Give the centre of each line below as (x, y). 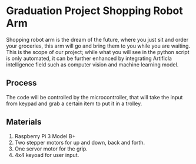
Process (21, 83)
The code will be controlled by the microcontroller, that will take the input (94, 97)
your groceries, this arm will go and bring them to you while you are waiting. (98, 46)
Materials (24, 122)
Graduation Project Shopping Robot (95, 11)
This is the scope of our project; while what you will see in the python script (98, 52)
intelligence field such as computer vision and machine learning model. (92, 64)
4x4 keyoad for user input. (47, 155)
